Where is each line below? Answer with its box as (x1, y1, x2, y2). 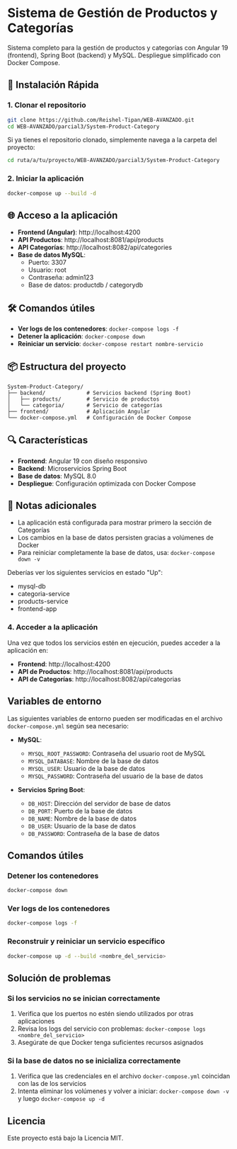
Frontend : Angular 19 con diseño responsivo (17, 457, 148, 465)
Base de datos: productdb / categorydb (28, 281, 144, 290)
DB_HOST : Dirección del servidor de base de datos (28, 799, 171, 808)
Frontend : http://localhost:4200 (17, 660, 111, 668)
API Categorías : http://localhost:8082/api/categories (17, 243, 172, 252)
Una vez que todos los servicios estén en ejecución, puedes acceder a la (7, 639, 221, 647)
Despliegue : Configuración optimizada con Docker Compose (17, 479, 196, 488)
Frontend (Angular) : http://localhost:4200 (17, 228, 141, 236)
